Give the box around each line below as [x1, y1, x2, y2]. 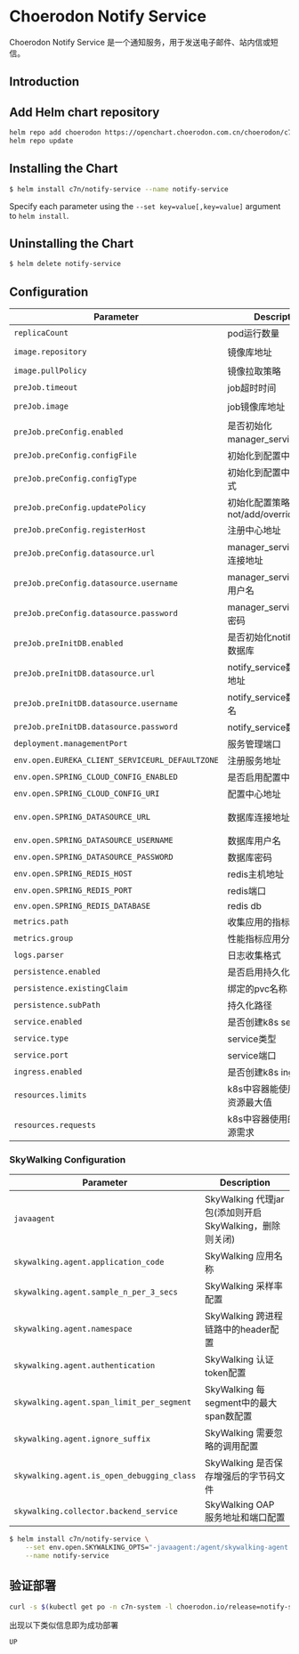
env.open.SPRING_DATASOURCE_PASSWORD [13, 852, 174, 863]
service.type [13, 1034, 69, 1043]
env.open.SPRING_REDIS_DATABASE [13, 901, 151, 912]
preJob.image [13, 401, 69, 411]
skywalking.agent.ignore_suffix [13, 1434, 151, 1444]
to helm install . [9, 210, 69, 221]
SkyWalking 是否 [204, 1457, 274, 1470]
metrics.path [13, 917, 69, 927]
